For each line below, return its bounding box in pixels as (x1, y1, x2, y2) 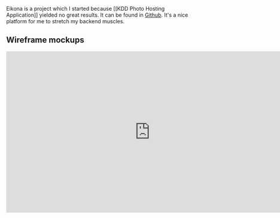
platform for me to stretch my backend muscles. (6, 18, 124, 24)
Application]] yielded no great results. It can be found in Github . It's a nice (6, 11, 188, 19)
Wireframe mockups (6, 35, 85, 45)
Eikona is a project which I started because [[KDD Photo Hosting (6, 5, 165, 12)
